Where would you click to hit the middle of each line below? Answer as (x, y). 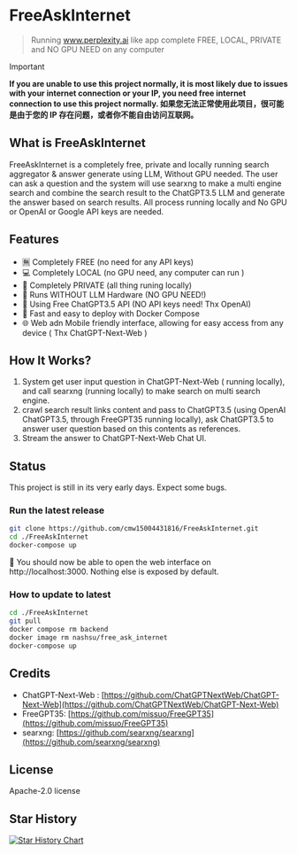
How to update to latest (60, 594)
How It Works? (50, 360)
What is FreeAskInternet (77, 143)
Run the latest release (57, 510)
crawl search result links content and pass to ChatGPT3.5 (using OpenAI (154, 410)
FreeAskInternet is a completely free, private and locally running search (139, 164)
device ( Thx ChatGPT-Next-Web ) (84, 332)
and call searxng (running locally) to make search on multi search (141, 392)
